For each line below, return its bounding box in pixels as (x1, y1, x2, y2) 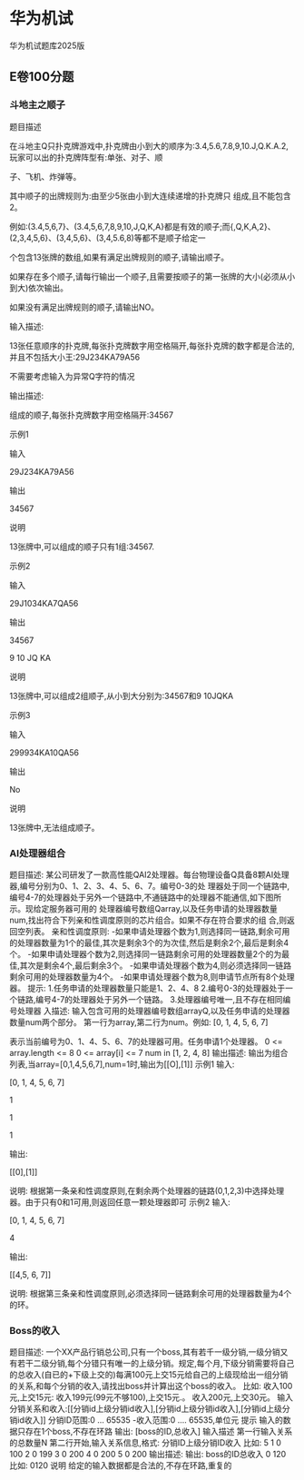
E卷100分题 (9, 69, 74, 84)
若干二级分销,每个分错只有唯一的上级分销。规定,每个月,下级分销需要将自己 (16, 1358, 295, 1369)
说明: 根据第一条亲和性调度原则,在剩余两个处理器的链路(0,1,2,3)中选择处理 (9, 1185, 285, 1196)
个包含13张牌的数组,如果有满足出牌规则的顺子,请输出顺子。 (9, 252, 230, 262)
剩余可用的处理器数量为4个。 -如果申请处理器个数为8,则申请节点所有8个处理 (9, 971, 295, 982)
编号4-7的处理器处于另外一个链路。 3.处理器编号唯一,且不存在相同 (35, 993, 283, 1004)
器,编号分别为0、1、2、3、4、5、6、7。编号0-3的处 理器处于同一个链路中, (9, 880, 290, 891)
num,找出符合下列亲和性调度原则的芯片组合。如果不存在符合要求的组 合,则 (9, 914, 288, 925)
